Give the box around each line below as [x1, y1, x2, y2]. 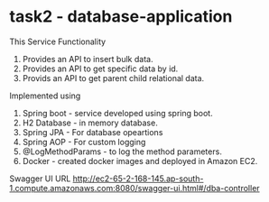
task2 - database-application [9, 6, 233, 27]
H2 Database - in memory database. [22, 117, 158, 128]
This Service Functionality [9, 36, 107, 47]
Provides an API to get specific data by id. [22, 63, 179, 74]
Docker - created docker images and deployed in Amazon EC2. [22, 155, 258, 166]
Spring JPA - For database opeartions [22, 126, 163, 137]
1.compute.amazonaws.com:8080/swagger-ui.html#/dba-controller [9, 182, 260, 193]
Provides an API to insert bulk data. [22, 53, 153, 64]
